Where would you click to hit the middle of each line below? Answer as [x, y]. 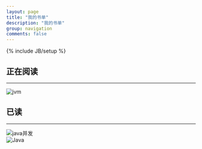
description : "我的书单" [35, 23]
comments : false [26, 34]
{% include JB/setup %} [36, 51]
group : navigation [29, 28]
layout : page [23, 12]
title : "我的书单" [28, 17]
